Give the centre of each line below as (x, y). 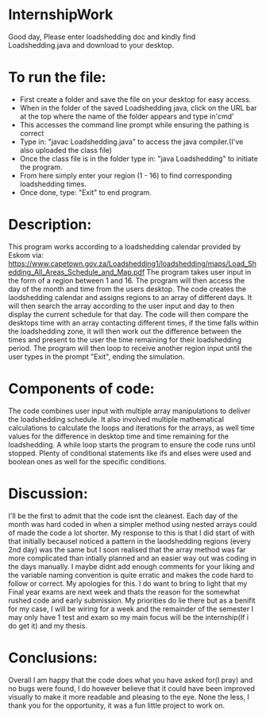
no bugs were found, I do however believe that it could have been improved (132, 688)
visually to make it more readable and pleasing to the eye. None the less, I (129, 697)
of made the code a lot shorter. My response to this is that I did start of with (132, 533)
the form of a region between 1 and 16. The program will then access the (127, 280)
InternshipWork (61, 15)
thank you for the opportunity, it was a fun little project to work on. (116, 705)
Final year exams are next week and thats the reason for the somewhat (124, 591)
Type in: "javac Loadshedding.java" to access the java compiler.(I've (131, 142)
